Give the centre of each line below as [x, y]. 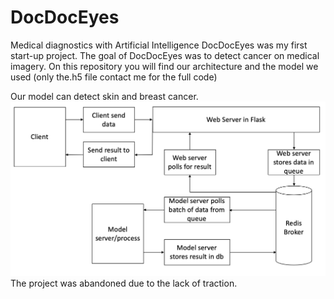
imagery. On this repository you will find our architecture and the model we [164, 66]
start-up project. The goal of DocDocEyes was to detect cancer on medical [165, 55]
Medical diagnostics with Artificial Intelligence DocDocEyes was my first [159, 45]
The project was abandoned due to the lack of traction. [124, 283]
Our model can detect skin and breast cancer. [104, 96]
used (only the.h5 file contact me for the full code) [114, 77]
